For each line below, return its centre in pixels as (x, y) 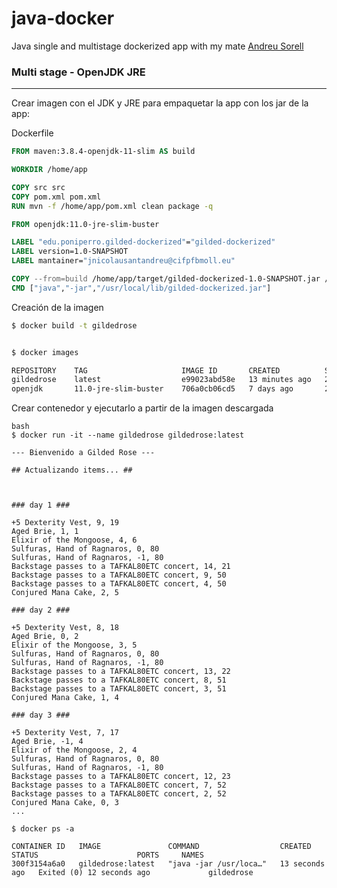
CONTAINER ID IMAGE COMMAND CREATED (161, 847)
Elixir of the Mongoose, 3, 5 (74, 645)
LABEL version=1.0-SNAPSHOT (70, 252)
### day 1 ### (41, 505)
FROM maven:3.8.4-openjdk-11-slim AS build (103, 152)
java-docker (63, 18)
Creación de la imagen (57, 307)
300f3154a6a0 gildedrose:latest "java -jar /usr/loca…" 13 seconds (168, 864)
